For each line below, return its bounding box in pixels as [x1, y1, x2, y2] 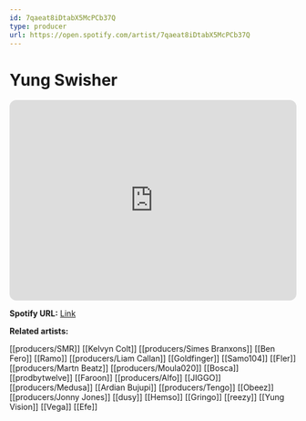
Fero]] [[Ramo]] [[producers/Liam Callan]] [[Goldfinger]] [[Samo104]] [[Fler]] [9, 353, 297, 365]
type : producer [9, 22, 67, 31]
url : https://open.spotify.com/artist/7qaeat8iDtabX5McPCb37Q [9, 30, 250, 39]
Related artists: [9, 325, 69, 337]
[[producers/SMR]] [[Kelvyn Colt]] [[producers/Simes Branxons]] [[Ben [9, 344, 276, 354]
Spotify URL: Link [9, 308, 76, 319]
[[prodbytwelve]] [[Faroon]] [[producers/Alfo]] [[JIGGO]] [9, 373, 221, 384]
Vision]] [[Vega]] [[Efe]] [9, 402, 98, 413]
